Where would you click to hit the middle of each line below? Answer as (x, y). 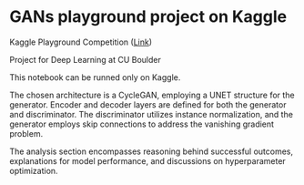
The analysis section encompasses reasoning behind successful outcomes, (152, 151)
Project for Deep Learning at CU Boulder (85, 59)
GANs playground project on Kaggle (148, 17)
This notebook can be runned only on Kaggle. (95, 77)
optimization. (34, 170)
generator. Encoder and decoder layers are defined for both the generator (148, 104)
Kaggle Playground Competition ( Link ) (81, 42)
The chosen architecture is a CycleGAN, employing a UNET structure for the (152, 95)
